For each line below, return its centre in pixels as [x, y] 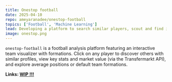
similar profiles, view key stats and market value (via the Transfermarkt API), [86, 59]
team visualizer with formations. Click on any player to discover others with [84, 53]
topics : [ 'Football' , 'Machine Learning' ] [51, 24]
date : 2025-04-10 [24, 15]
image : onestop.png [26, 34]
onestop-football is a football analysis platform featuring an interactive [80, 48]
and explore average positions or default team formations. [67, 64]
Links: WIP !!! [20, 74]
